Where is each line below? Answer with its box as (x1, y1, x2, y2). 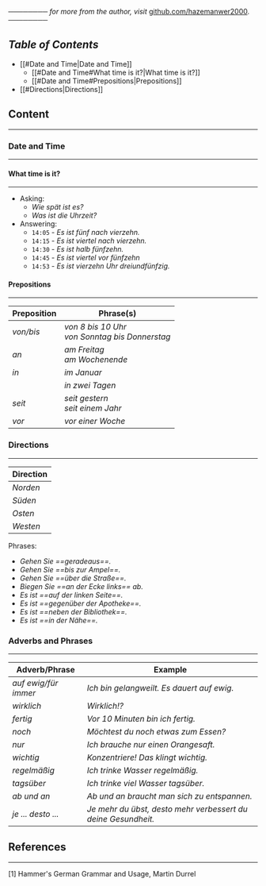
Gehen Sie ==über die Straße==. (19, 573, 127, 583)
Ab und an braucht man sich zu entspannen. (86, 790, 253, 801)
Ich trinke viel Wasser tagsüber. (86, 777, 205, 788)
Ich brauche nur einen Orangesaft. (86, 738, 215, 749)
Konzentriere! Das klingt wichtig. (86, 752, 208, 763)
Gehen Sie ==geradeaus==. (19, 556, 112, 566)
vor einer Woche (64, 416, 126, 427)
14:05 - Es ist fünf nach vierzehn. (31, 228, 140, 237)
